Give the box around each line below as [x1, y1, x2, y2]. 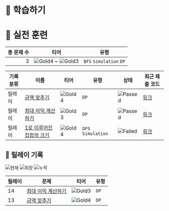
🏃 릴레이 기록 [5, 150, 44, 159]
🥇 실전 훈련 [5, 30, 48, 41]
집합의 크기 [25, 132, 49, 139]
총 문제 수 [8, 49, 29, 56]
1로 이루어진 [25, 124, 53, 131]
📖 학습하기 [5, 5, 46, 16]
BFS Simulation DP [83, 59, 125, 64]
